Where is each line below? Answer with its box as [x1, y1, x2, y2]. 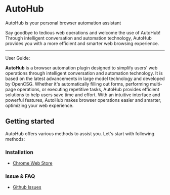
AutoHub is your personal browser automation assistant [5, 20, 121, 26]
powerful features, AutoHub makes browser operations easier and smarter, [5, 97, 161, 103]
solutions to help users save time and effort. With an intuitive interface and [5, 92, 160, 98]
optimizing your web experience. [5, 102, 74, 108]
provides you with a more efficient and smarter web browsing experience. [5, 40, 159, 46]
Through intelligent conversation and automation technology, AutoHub [5, 35, 152, 41]
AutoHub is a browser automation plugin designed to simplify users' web [5, 64, 158, 71]
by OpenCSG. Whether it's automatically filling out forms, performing [5, 81, 149, 87]
